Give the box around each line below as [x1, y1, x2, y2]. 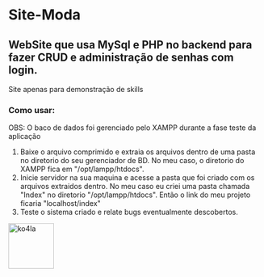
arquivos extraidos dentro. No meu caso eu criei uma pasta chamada [19, 182, 250, 191]
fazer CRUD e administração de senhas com [8, 50, 234, 64]
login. [8, 63, 38, 77]
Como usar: [8, 104, 55, 115]
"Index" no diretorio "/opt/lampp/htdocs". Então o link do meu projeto [19, 190, 251, 199]
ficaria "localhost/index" [19, 199, 101, 208]
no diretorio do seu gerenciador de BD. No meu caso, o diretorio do [19, 156, 245, 166]
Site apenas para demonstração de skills [8, 85, 144, 94]
